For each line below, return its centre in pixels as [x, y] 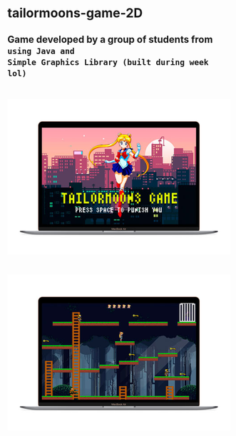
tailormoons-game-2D [75, 13]
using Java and [41, 51]
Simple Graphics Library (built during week [108, 62]
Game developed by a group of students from [110, 40]
